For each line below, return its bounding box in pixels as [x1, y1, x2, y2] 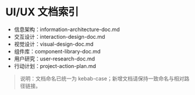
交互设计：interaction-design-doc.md [14, 33, 105, 40]
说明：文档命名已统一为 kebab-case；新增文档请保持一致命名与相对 [19, 74, 184, 82]
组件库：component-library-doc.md [14, 48, 101, 55]
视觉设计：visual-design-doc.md [14, 40, 94, 48]
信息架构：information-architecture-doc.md [14, 26, 120, 33]
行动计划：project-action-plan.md [14, 62, 96, 69]
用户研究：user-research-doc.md [14, 55, 95, 62]
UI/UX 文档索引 [5, 5, 79, 19]
